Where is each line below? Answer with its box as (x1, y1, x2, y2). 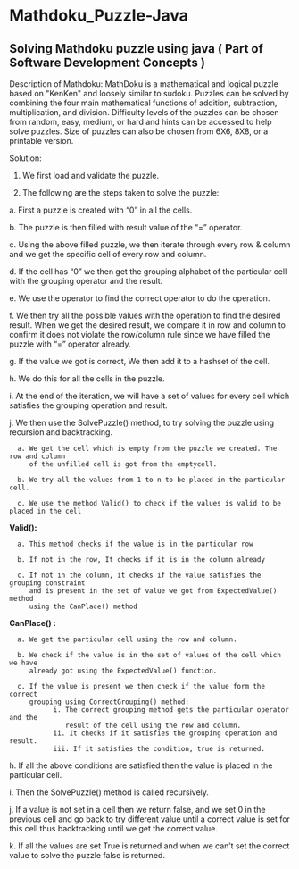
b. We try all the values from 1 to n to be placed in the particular (17, 475, 286, 484)
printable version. (9, 136, 74, 146)
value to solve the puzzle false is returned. (9, 850, 165, 860)
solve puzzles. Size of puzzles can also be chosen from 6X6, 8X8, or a (9, 126, 269, 137)
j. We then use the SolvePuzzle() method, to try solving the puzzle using (9, 417, 275, 428)
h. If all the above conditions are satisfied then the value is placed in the (9, 760, 273, 771)
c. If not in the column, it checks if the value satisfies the (17, 571, 262, 580)
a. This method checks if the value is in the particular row (17, 539, 253, 548)
